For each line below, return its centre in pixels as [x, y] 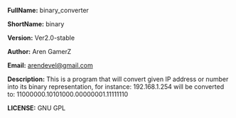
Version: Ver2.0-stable [41, 38]
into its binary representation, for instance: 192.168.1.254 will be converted [116, 87]
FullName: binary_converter [48, 10]
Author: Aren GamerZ [39, 52]
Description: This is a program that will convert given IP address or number [118, 79]
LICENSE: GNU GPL [37, 108]
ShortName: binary [36, 24]
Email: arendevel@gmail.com [50, 65]
